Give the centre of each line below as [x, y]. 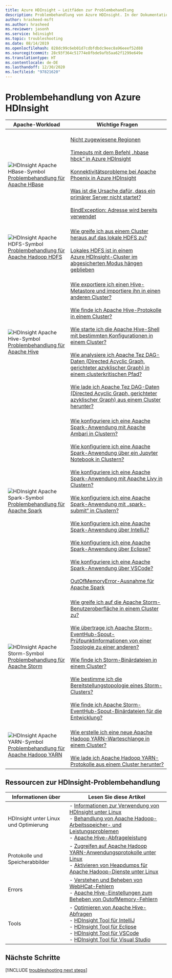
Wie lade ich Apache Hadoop [105, 758]
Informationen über [36, 797]
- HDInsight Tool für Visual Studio [110, 940]
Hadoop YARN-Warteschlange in [110, 739]
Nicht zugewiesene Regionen [105, 139]
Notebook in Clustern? [97, 459]
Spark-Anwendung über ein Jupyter [114, 453]
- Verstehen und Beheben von [106, 880]
